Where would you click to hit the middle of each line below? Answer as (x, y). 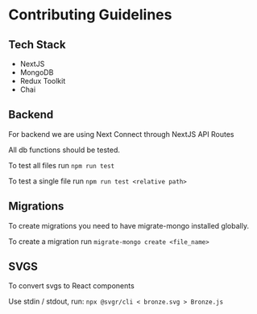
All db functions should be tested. (64, 150)
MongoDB (37, 72)
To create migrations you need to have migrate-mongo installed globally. (129, 225)
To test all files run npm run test (62, 165)
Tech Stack (37, 45)
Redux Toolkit (43, 81)
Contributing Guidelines (90, 15)
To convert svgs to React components (71, 286)
